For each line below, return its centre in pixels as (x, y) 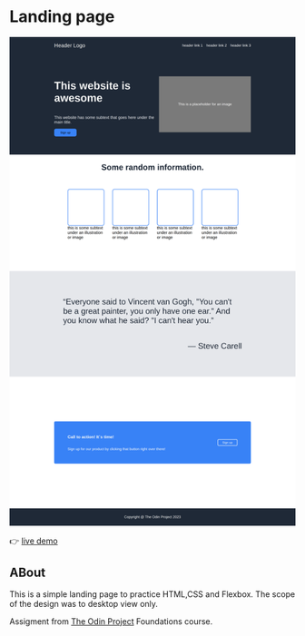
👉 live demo (34, 541)
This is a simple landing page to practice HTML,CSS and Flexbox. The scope (152, 594)
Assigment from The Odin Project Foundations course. (111, 621)
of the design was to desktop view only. (84, 604)
